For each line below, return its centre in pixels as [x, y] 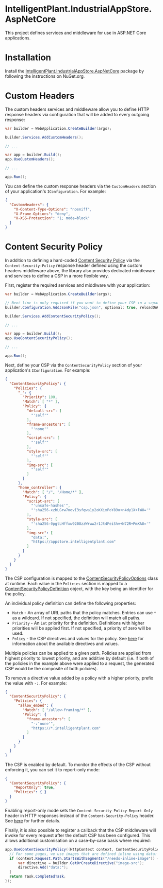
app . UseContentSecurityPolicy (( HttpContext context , [59, 849]
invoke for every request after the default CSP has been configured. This [78, 835]
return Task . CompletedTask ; [38, 877]
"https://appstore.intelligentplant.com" [73, 542]
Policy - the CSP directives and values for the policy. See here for [78, 638]
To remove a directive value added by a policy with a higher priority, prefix [79, 678]
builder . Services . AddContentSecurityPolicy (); [53, 316]
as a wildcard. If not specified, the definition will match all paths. [76, 618]
